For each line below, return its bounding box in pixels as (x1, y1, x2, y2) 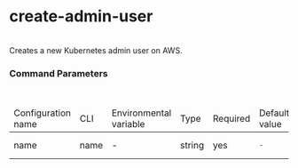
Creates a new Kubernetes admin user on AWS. (9, 44, 184, 55)
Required (212, 113, 251, 125)
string (180, 139, 205, 151)
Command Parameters (9, 67, 108, 79)
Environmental (111, 107, 172, 119)
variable (111, 118, 145, 131)
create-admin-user (9, 6, 153, 27)
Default (258, 107, 290, 119)
